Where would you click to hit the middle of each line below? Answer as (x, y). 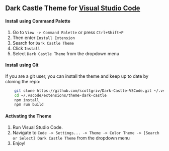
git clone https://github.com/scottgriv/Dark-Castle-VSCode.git (83, 91)
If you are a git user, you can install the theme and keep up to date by (77, 76)
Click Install (26, 48)
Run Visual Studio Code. (37, 127)
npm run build (29, 105)
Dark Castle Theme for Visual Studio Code (73, 8)
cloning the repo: (23, 81)
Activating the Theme (28, 116)
